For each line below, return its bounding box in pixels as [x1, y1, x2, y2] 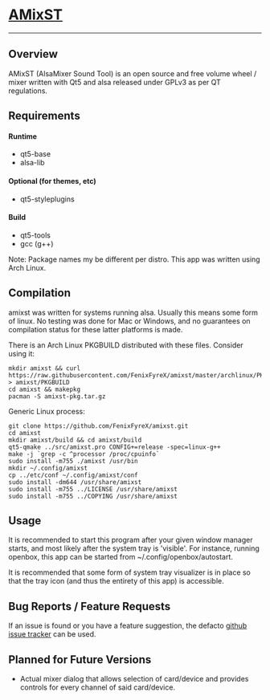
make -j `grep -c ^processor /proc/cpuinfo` [8, 450, 160, 458]
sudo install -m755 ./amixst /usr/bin [8, 457, 138, 465]
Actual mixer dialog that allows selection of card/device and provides [19, 674, 249, 683]
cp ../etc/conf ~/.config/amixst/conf [8, 471, 138, 479]
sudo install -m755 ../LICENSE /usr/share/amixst [8, 485, 178, 493]
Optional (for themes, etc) [8, 176, 96, 185]
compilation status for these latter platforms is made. [8, 324, 183, 334]
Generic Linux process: [8, 406, 86, 416]
